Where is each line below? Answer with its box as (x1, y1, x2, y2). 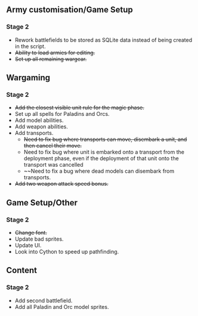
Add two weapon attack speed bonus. (14, 180, 109, 188)
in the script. (14, 42, 46, 50)
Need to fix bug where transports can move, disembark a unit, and (23, 136, 187, 143)
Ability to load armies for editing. (14, 49, 95, 56)
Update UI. (14, 242, 42, 249)
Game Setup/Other (6, 197, 78, 208)
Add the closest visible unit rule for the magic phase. (14, 104, 145, 111)
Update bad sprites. (14, 235, 64, 243)
